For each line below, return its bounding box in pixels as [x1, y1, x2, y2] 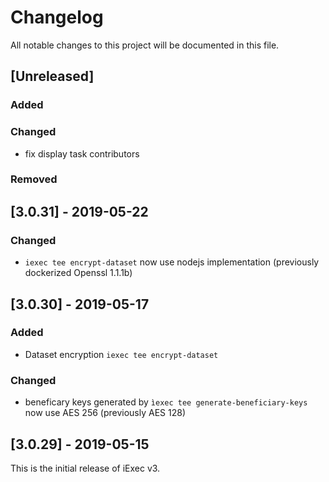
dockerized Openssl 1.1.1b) [24, 267, 133, 279]
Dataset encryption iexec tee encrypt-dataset [24, 348, 219, 360]
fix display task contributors [24, 147, 140, 160]
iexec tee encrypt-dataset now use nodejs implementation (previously [24, 256, 320, 268]
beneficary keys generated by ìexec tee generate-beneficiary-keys [24, 396, 308, 408]
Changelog [10, 6, 104, 29]
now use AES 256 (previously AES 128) [24, 407, 187, 419]
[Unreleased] [10, 68, 95, 85]
